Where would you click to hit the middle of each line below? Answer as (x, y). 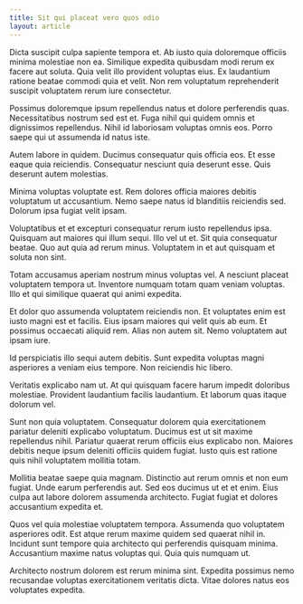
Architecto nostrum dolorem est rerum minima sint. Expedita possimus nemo (152, 570)
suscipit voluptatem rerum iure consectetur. (90, 91)
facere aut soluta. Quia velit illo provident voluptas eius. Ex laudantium (140, 71)
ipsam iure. (30, 340)
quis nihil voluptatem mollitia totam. (76, 460)
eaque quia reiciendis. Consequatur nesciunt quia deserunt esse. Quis (140, 164)
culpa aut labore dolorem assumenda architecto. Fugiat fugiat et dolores (144, 497)
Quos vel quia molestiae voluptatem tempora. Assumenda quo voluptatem (147, 524)
